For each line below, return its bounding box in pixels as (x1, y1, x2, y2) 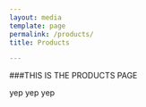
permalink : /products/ (9, 29, 94, 38)
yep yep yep (9, 87, 56, 98)
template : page (9, 21, 66, 30)
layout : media (9, 12, 63, 22)
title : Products (9, 37, 70, 47)
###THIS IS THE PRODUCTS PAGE (9, 70, 138, 81)
